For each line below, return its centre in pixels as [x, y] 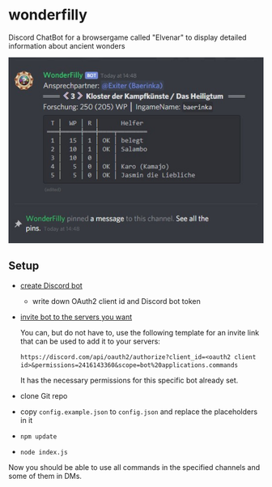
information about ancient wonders [67, 45]
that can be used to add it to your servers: [90, 341]
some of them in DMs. [45, 476]
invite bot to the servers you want [76, 317]
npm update [38, 436]
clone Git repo [44, 395]
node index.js [44, 452]
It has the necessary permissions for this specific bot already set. [129, 380]
